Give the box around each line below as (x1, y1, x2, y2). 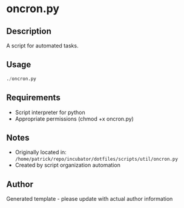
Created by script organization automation (15, 161, 121, 169)
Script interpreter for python (15, 109, 86, 116)
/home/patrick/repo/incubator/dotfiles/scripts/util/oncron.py (15, 156, 179, 163)
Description (6, 26, 51, 36)
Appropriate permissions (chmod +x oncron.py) (15, 115, 134, 122)
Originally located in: (15, 149, 67, 156)
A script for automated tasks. (6, 42, 79, 49)
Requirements (6, 93, 61, 103)
